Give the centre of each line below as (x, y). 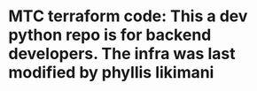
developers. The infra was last (122, 54)
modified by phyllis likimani (111, 73)
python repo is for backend (110, 35)
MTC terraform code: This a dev (128, 16)
